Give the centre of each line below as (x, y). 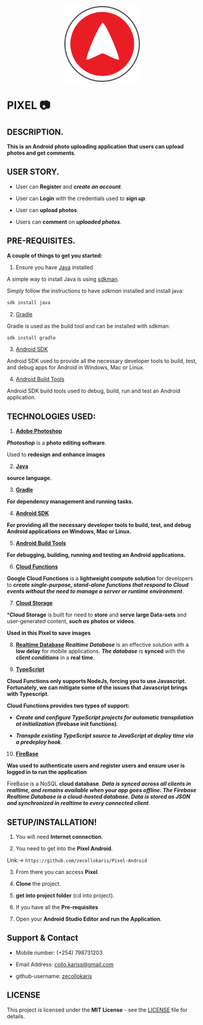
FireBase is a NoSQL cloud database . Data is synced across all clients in (99, 784)
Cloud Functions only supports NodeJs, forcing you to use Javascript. (97, 681)
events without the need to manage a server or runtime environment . (95, 592)
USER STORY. (33, 172)
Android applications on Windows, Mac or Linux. (69, 532)
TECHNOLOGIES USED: (51, 416)
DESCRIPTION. (35, 132)
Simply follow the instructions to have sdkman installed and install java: (95, 290)
